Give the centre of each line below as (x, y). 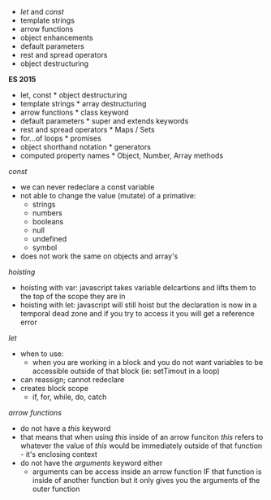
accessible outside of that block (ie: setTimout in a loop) (126, 371)
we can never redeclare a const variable (87, 187)
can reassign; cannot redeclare (72, 380)
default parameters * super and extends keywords (104, 121)
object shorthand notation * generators (86, 147)
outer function (56, 489)
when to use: (42, 354)
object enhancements (56, 37)
